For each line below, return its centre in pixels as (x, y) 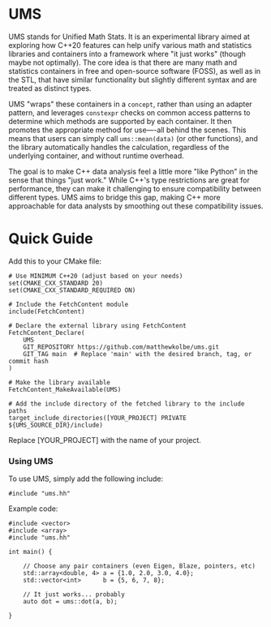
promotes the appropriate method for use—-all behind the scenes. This (127, 130)
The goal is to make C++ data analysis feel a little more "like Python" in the (133, 171)
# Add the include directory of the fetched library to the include (127, 404)
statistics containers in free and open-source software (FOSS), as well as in (135, 71)
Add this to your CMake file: (55, 261)
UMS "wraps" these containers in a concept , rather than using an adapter (131, 104)
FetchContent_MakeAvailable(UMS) (65, 389)
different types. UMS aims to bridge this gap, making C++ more (114, 197)
